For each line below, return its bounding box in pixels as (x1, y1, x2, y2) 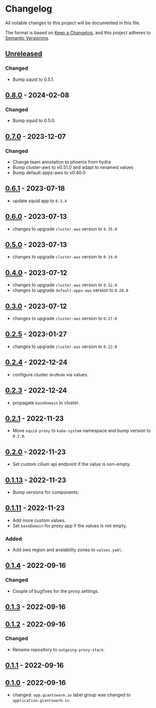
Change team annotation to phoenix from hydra (12, 159, 111, 165)
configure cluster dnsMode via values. (12, 371, 89, 377)
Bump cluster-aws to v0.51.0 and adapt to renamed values (12, 164, 133, 170)
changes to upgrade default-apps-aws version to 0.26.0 (12, 287, 128, 293)
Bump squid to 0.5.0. (12, 117, 56, 124)
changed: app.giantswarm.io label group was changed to (12, 692, 131, 698)
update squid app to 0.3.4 (12, 198, 67, 204)
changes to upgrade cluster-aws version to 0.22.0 (12, 343, 117, 349)
